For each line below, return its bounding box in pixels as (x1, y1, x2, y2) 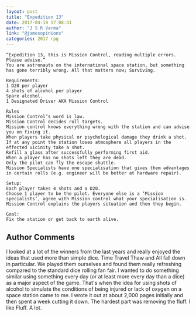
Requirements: (6, 78, 41, 83)
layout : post (6, 8, 38, 15)
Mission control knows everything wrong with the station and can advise (6, 124, 190, 130)
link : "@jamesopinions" (6, 31, 64, 36)
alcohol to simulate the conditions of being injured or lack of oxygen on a (6, 285, 182, 293)
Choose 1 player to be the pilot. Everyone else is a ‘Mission (6, 191, 164, 197)
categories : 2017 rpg (6, 36, 59, 42)
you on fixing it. (6, 129, 51, 135)
